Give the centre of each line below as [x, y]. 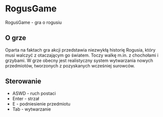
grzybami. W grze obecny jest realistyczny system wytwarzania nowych [79, 60]
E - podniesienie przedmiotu [41, 104]
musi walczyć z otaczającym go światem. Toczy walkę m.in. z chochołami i [82, 55]
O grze [16, 38]
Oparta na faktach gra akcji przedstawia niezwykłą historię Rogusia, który [80, 50]
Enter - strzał [26, 98]
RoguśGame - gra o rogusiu [34, 22]
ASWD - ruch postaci [34, 93]
